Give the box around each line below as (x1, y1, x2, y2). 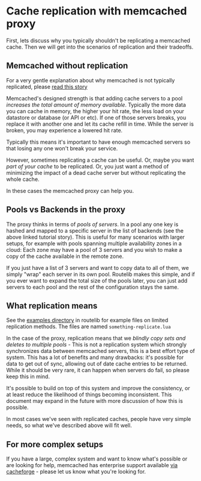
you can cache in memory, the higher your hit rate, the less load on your (6, 107, 185, 115)
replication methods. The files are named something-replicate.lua (6, 323, 171, 330)
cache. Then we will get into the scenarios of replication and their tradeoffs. (6, 43, 194, 51)
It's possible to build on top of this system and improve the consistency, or (6, 385, 190, 392)
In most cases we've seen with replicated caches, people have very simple (6, 415, 191, 423)
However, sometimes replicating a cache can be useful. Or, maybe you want (6, 156, 194, 164)
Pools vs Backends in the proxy (6, 204, 126, 215)
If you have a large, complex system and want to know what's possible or (6, 455, 188, 462)
